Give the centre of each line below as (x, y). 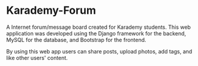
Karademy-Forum (51, 10)
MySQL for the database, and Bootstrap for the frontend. (76, 40)
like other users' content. (37, 58)
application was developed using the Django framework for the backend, (96, 33)
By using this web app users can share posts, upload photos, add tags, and (99, 51)
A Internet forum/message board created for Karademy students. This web (98, 27)
